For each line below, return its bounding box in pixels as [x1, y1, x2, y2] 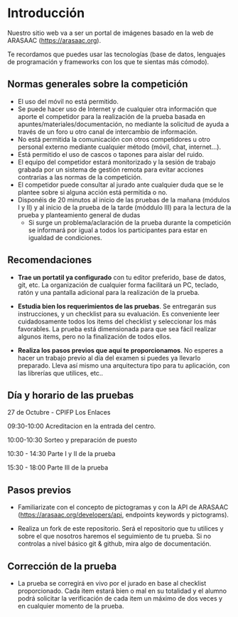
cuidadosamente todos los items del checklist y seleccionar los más [17, 317, 217, 326]
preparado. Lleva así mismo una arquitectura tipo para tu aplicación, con [17, 361, 230, 370]
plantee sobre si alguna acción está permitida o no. [17, 187, 168, 197]
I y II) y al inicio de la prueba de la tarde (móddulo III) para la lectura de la [17, 203, 232, 212]
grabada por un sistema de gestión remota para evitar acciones [17, 165, 204, 174]
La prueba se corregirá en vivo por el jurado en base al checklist [17, 579, 207, 587]
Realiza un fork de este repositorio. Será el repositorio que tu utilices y [17, 524, 224, 533]
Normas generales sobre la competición [7, 78, 188, 90]
